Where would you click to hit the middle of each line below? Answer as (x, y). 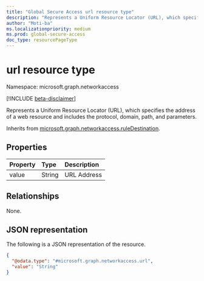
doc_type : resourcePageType (42, 40)
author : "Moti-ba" (29, 23)
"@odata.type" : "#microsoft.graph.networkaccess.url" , (83, 261)
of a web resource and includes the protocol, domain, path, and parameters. (102, 116)
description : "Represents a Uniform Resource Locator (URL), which (93, 18)
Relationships (33, 197)
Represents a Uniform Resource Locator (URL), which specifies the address (101, 110)
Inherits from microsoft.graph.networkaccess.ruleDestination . (83, 128)
